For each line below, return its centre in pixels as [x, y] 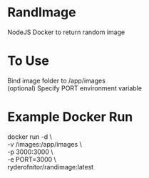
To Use [29, 61]
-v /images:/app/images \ [45, 144]
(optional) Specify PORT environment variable [75, 88]
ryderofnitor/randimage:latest [51, 167]
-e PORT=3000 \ [32, 159]
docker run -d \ [30, 137]
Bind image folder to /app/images [56, 80]
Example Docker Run [70, 117]
